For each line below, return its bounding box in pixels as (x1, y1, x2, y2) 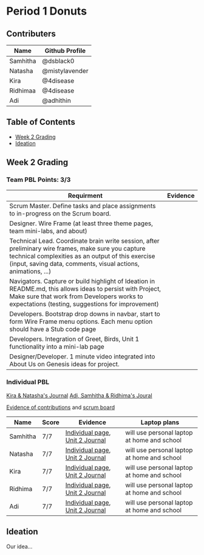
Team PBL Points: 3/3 (6, 175, 71, 184)
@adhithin (42, 96, 71, 105)
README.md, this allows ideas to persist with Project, (9, 284, 161, 293)
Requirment (67, 191, 103, 200)
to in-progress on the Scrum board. (9, 209, 111, 217)
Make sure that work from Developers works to (9, 292, 144, 301)
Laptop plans (140, 418, 180, 427)
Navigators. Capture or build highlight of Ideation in (9, 277, 155, 285)
